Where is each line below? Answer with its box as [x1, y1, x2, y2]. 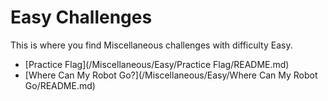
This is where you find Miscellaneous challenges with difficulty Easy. [10, 39, 293, 51]
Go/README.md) [24, 79, 96, 91]
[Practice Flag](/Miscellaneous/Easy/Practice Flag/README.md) [24, 58, 290, 70]
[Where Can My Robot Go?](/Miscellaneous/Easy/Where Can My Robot [24, 69, 318, 81]
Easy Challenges [10, 6, 153, 29]
